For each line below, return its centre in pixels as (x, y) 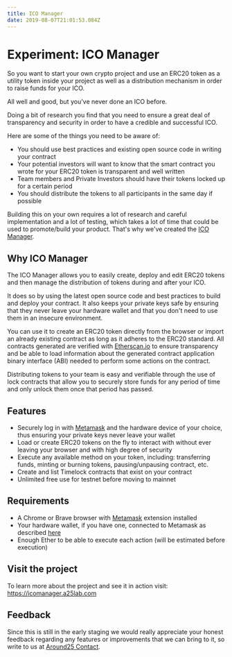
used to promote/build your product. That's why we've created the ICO (108, 229)
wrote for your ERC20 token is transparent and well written (101, 171)
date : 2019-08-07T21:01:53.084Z (54, 20)
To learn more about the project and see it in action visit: (88, 586)
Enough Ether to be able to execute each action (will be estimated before (121, 540)
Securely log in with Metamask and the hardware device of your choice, (120, 428)
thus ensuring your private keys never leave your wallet (96, 435)
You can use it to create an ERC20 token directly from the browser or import (116, 332)
